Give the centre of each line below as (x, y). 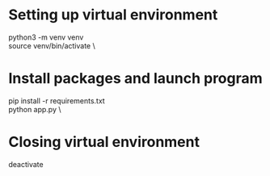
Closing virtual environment (104, 142)
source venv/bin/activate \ (52, 45)
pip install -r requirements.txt (57, 101)
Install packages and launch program (135, 79)
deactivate (26, 164)
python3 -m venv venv (46, 37)
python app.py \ (35, 109)
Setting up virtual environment (113, 15)
